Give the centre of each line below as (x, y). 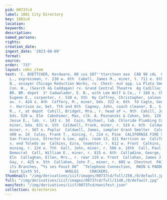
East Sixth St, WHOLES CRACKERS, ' (65, 171)
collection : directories (31, 190)
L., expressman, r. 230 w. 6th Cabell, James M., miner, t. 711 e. (82, 79)
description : (19, 33)
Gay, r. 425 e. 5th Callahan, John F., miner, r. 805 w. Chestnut (81, 162)
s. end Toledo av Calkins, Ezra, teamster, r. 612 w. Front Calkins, (85, 144)
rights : (13, 42)
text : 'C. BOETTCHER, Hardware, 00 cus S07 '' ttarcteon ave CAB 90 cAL (81, 74)
